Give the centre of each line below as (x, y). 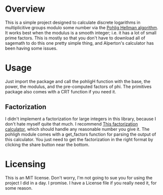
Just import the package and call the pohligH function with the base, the (78, 81)
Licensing (25, 164)
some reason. (19, 188)
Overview (25, 9)
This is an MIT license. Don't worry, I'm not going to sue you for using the (79, 177)
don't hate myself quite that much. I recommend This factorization (71, 124)
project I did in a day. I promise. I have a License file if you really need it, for (81, 183)
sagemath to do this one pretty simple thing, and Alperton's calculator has (80, 43)
